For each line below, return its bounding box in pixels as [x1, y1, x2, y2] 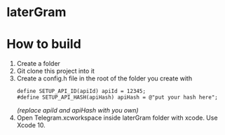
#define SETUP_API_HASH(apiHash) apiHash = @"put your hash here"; [16, 94, 218, 101]
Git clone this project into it [16, 67, 95, 76]
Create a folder [16, 59, 61, 68]
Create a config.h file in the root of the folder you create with [16, 74, 193, 83]
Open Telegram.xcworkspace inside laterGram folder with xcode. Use [16, 113, 218, 122]
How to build [6, 36, 81, 52]
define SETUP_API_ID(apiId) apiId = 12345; [16, 88, 146, 95]
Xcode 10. [16, 121, 46, 129]
